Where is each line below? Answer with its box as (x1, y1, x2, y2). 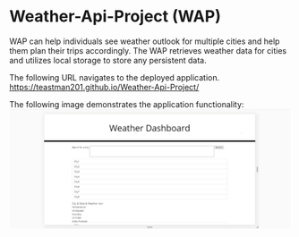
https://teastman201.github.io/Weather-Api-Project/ (9, 81, 200, 92)
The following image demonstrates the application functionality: (9, 98, 244, 109)
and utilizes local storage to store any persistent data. (9, 55, 208, 65)
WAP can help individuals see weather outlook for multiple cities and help (9, 36, 280, 47)
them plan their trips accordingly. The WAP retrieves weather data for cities (9, 45, 287, 55)
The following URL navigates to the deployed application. (9, 72, 220, 82)
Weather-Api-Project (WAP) (9, 6, 221, 27)
